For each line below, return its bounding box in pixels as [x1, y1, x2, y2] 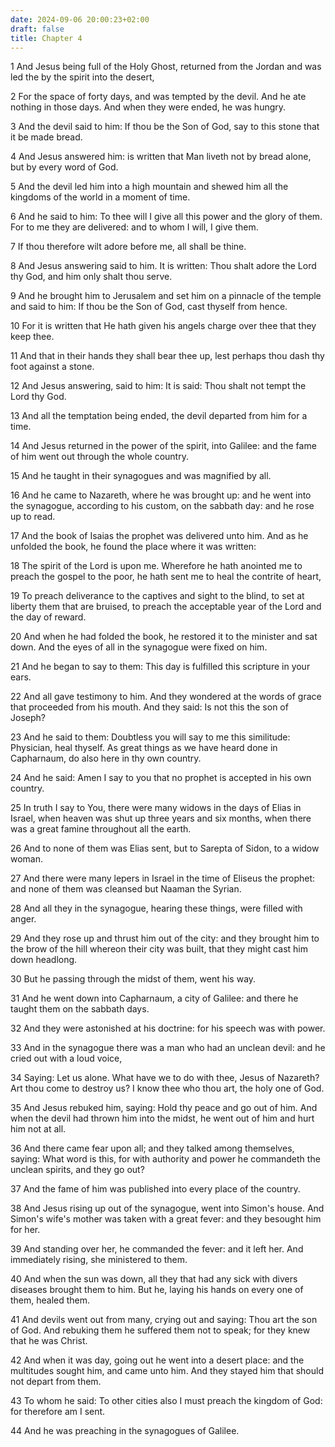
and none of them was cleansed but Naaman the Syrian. [10, 883, 242, 895]
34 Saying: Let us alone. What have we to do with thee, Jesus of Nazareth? [10, 1072, 320, 1084]
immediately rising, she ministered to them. [10, 1254, 188, 1266]
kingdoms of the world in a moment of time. [10, 191, 191, 203]
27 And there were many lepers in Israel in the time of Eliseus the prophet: [10, 872, 316, 885]
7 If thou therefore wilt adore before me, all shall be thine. [10, 241, 247, 253]
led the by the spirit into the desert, [10, 71, 155, 83]
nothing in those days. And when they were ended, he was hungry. [10, 101, 287, 113]
